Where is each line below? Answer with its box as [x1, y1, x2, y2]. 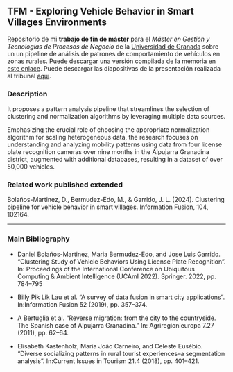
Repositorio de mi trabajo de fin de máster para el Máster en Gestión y [7, 35, 210, 43]
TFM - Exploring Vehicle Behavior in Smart [7, 6, 194, 17]
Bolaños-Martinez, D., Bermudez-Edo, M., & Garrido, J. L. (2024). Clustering [7, 196, 225, 204]
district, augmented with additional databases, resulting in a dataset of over [7, 155, 223, 164]
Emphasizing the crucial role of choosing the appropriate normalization [7, 126, 210, 134]
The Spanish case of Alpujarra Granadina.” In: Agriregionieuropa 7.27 [17, 321, 215, 329]
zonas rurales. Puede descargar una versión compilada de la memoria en [7, 57, 216, 65]
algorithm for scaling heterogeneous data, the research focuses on [7, 133, 198, 142]
